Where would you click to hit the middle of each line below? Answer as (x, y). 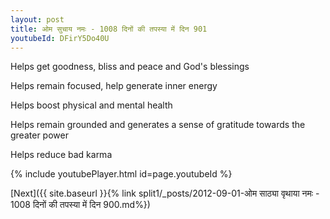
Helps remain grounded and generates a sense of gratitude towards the (158, 125)
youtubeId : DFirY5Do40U (60, 38)
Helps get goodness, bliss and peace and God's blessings (130, 67)
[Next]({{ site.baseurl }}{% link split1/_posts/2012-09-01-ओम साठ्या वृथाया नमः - (165, 193)
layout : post (37, 19)
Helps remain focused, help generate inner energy (114, 86)
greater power (39, 135)
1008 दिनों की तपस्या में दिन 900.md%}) (80, 205)
